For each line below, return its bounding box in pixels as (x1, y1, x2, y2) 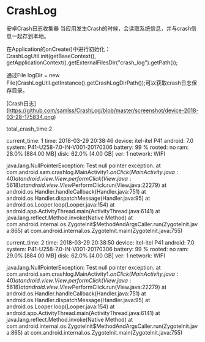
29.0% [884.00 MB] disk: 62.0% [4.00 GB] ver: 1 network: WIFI (6, 252, 165, 259)
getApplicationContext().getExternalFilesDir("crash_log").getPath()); (6, 59, 178, 66)
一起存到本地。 (11, 32, 50, 40)
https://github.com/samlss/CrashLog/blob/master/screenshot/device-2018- (8, 107, 199, 114)
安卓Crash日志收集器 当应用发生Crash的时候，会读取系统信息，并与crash (6, 25, 192, 32)
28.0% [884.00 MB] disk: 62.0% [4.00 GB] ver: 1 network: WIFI (6, 150, 165, 157)
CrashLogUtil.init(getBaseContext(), (6, 52, 97, 59)
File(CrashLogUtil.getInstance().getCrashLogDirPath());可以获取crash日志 (6, 79, 192, 86)
